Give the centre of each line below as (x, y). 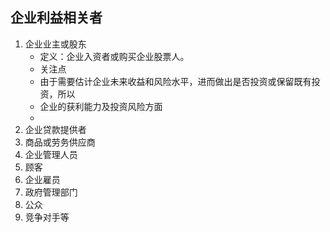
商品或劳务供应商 (60, 142)
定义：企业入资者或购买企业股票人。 (114, 56)
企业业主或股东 (55, 44)
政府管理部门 (51, 192)
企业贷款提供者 (55, 129)
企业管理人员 (51, 154)
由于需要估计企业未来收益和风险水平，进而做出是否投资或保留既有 (175, 81)
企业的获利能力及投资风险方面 (101, 106)
